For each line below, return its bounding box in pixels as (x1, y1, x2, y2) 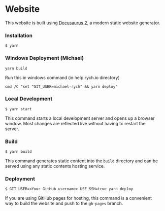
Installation (5, 32, 33, 39)
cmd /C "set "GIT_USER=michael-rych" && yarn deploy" (5, 84, 118, 89)
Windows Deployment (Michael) (5, 55, 84, 62)
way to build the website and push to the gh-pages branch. (5, 201, 123, 207)
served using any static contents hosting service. (5, 163, 105, 169)
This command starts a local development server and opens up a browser (5, 115, 155, 121)
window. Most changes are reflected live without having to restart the (5, 120, 146, 126)
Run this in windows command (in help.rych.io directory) (5, 74, 120, 80)
